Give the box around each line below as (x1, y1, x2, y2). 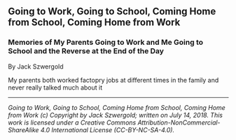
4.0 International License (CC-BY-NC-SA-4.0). (40, 125, 174, 134)
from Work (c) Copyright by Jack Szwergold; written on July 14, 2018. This (8, 111, 223, 119)
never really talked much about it (8, 83, 103, 92)
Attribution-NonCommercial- (137, 118, 221, 127)
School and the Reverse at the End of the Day (8, 46, 164, 56)
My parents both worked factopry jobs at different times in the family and (8, 76, 219, 84)
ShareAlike (8, 125, 39, 134)
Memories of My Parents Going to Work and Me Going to (8, 38, 204, 48)
